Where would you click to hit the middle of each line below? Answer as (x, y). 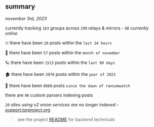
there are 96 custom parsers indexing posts (49, 95)
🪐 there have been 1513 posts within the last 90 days (60, 63)
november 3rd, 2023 (26, 18)
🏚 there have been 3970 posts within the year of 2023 (60, 74)
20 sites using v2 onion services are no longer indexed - (62, 104)
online (11, 33)
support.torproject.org (28, 110)
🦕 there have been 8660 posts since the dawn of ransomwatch (68, 85)
